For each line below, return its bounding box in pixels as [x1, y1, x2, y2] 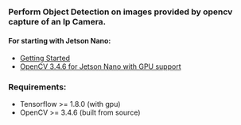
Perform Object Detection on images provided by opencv [8, 6, 233, 17]
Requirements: [8, 81, 67, 93]
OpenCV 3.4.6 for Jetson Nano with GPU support [19, 62, 181, 71]
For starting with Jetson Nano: [8, 36, 111, 45]
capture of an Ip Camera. [8, 16, 107, 27]
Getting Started [19, 54, 70, 63]
